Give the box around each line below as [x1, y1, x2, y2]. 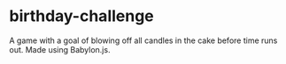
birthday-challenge [9, 6, 155, 26]
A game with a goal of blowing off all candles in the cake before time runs [9, 35, 278, 46]
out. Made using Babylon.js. [9, 44, 111, 54]
